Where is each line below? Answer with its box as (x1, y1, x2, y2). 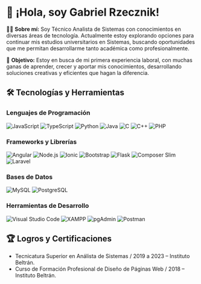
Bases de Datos (6, 172, 53, 181)
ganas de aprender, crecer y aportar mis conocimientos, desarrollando (6, 63, 182, 70)
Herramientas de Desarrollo (6, 202, 89, 210)
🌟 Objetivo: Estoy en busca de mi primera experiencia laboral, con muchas (6, 56, 193, 63)
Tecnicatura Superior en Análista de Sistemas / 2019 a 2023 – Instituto (14, 253, 190, 260)
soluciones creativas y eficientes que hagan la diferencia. (6, 69, 150, 76)
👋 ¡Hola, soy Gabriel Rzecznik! (6, 5, 160, 19)
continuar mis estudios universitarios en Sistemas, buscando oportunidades (6, 38, 195, 45)
